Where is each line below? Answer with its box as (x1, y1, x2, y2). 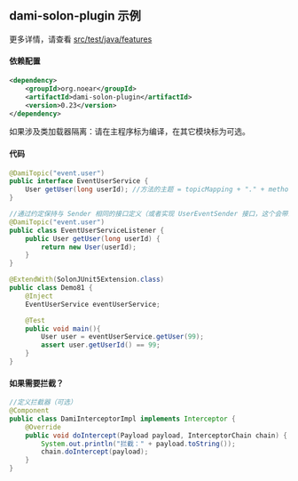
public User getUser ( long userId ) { (25, 234, 161, 243)
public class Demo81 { (9, 284, 93, 293)
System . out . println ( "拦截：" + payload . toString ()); (41, 439, 237, 448)
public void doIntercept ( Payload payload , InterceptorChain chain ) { (25, 430, 288, 440)
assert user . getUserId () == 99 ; (41, 341, 161, 349)
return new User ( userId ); (41, 243, 137, 252)
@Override (25, 422, 62, 431)
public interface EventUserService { (9, 177, 149, 186)
